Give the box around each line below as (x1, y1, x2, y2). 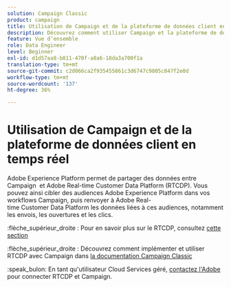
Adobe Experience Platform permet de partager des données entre (7, 174, 197, 183)
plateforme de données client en (7, 137, 197, 152)
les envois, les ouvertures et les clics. (7, 211, 113, 219)
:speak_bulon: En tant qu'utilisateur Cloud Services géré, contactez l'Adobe (7, 265, 221, 273)
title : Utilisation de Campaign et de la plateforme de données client (7, 23, 217, 30)
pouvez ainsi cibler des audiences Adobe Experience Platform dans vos (7, 189, 210, 197)
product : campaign (7, 16, 60, 23)
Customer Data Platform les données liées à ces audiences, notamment (21, 203, 223, 211)
